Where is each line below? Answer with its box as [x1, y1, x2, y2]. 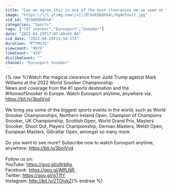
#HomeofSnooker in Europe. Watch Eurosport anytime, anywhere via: [5, 90, 152, 97]
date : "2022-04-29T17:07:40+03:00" [5, 31, 81, 36]
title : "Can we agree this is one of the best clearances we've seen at [5, 7, 164, 13]
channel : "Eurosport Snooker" [5, 60, 70, 65]
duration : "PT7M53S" [5, 41, 50, 46]
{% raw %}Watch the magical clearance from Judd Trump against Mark [5, 74, 157, 80]
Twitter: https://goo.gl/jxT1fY [5, 173, 66, 179]
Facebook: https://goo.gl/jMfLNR [5, 167, 75, 173]
